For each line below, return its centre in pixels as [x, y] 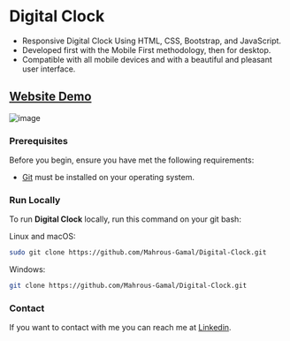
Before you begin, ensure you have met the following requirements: [132, 160]
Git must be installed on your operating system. [108, 178]
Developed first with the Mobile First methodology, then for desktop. [146, 49]
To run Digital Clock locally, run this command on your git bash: [125, 219]
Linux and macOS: [42, 237]
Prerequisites [38, 140]
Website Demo [50, 97]
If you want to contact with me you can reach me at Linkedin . [120, 328]
